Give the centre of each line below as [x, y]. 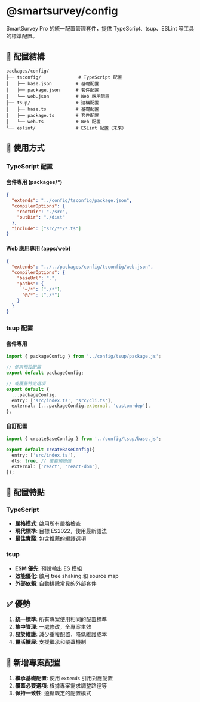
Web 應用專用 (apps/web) [39, 248]
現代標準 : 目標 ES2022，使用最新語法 [61, 531]
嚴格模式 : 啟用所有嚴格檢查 [48, 523]
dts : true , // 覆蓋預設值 [41, 461]
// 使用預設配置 [24, 367]
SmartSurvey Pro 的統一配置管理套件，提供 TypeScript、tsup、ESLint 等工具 [100, 28]
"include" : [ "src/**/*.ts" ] [47, 228]
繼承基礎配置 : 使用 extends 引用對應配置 [64, 678]
